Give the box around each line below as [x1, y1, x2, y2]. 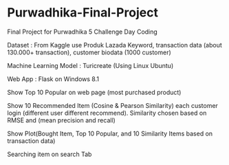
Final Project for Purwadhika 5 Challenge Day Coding [7, 27, 158, 36]
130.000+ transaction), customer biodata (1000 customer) [7, 48, 172, 56]
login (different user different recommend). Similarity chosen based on [7, 109, 207, 117]
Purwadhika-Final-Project [7, 5, 158, 21]
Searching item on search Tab [7, 150, 92, 158]
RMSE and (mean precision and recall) [7, 115, 116, 124]
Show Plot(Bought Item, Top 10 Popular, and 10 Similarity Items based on [7, 129, 213, 137]
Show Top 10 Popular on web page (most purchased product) [7, 88, 182, 96]
